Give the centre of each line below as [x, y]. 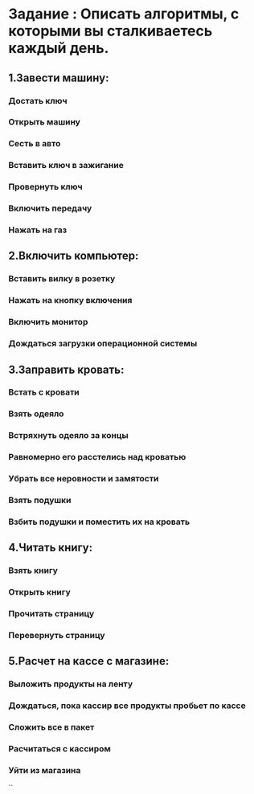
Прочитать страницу [51, 614]
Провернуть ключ [45, 187]
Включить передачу [50, 208]
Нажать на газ [38, 230]
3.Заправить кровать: [66, 369]
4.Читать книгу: [51, 548]
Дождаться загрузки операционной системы [103, 344]
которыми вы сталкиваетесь [111, 31]
